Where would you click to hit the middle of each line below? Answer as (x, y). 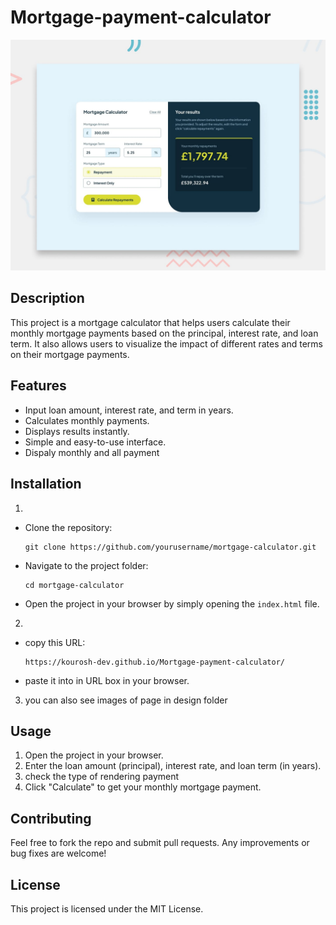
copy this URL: (55, 642)
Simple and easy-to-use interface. (95, 442)
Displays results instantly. (77, 431)
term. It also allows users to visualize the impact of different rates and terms (166, 343)
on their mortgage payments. (70, 354)
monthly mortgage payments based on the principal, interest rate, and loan (164, 333)
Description (47, 298)
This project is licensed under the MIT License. (107, 908)
